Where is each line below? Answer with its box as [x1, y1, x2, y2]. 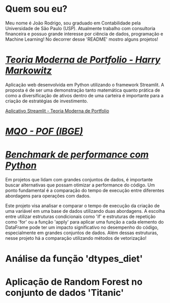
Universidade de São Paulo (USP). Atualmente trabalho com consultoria [5, 25, 156, 31]
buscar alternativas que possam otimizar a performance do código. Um [5, 182, 155, 188]
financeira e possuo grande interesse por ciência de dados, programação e [5, 31, 164, 37]
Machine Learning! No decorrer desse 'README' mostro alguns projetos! [5, 36, 159, 42]
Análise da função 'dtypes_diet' [5, 253, 143, 265]
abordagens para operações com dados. [5, 193, 91, 199]
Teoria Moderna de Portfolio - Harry [5, 54, 161, 66]
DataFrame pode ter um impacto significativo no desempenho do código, [5, 225, 159, 230]
